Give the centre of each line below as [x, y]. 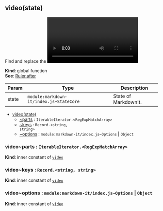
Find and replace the [26, 61]
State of [122, 96]
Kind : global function [26, 71]
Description [134, 88]
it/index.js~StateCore [54, 101]
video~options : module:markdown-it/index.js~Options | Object [79, 193]
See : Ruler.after [21, 76]
